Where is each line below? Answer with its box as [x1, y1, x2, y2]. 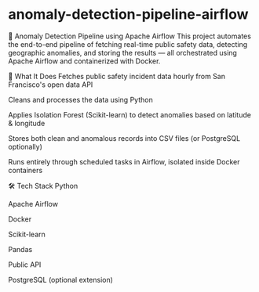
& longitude [8, 118, 46, 128]
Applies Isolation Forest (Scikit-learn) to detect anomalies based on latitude [8, 110, 251, 119]
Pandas [8, 244, 33, 254]
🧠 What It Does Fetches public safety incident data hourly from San [8, 71, 226, 81]
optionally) [8, 142, 43, 151]
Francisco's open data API [8, 80, 93, 89]
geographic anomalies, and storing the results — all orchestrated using [8, 48, 238, 57]
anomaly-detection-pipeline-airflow [8, 5, 249, 23]
